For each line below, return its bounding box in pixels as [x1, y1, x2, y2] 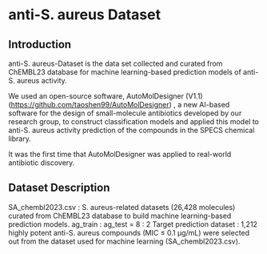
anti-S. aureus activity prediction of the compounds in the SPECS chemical [8, 126, 255, 135]
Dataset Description [8, 181, 110, 195]
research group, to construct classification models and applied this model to [8, 117, 260, 126]
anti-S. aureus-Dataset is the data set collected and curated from [8, 58, 223, 68]
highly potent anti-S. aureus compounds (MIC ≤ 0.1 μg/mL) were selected [8, 228, 250, 237]
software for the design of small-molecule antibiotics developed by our [8, 108, 242, 118]
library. [8, 134, 32, 143]
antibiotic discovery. [8, 158, 75, 167]
